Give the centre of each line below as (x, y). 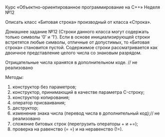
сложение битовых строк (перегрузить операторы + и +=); (75, 124)
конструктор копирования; (41, 97)
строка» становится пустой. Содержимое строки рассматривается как (82, 47)
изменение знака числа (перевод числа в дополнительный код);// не (86, 113)
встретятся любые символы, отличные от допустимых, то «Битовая (77, 42)
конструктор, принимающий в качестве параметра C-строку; (78, 92)
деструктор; (25, 108)
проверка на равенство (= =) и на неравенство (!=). (68, 129)
